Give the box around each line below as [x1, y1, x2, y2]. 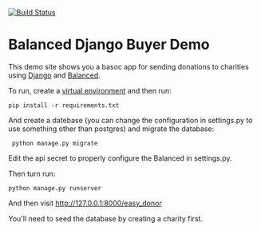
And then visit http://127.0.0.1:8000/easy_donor [8, 198, 162, 208]
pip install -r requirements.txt [8, 101, 120, 110]
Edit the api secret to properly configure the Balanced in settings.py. [8, 153, 233, 163]
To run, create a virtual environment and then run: [8, 86, 172, 95]
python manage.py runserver [8, 184, 102, 192]
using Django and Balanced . [8, 70, 101, 80]
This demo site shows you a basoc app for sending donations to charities [8, 62, 249, 71]
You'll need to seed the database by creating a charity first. [8, 213, 204, 223]
